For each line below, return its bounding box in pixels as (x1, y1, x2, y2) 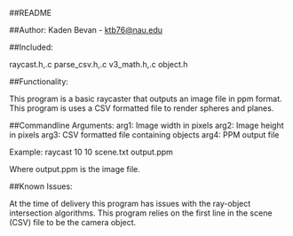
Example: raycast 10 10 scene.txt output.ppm (9, 146, 173, 157)
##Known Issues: (9, 181, 73, 192)
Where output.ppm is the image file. (9, 164, 140, 174)
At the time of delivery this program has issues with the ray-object (9, 199, 251, 208)
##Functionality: (9, 76, 69, 87)
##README (9, 8, 51, 18)
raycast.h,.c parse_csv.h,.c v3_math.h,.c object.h (9, 59, 188, 69)
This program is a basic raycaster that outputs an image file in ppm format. (9, 93, 282, 104)
